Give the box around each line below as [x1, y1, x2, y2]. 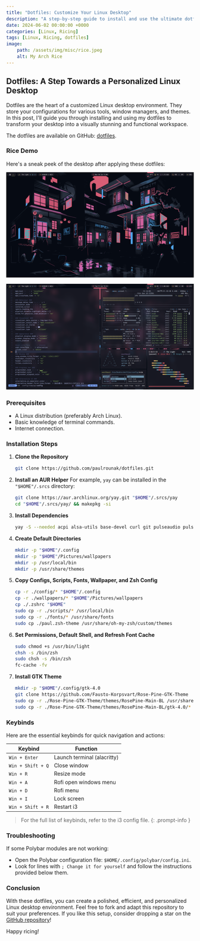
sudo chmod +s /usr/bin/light [14, 643, 90, 649]
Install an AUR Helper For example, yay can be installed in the [14, 476, 167, 483]
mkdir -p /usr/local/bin [14, 559, 77, 565]
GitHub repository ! [6, 917, 52, 924]
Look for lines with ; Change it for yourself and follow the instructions [14, 863, 192, 870]
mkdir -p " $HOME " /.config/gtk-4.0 [14, 685, 101, 692]
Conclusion [6, 884, 40, 892]
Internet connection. [14, 425, 65, 432]
